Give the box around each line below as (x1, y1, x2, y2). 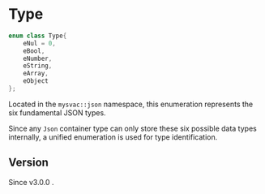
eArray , (23, 70, 49, 78)
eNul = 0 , (23, 39, 57, 47)
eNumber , (23, 54, 53, 63)
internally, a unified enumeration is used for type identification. (8, 131, 218, 142)
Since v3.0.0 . (8, 177, 54, 187)
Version (8, 156, 49, 170)
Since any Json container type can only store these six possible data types (8, 123, 257, 133)
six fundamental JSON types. (8, 107, 107, 118)
